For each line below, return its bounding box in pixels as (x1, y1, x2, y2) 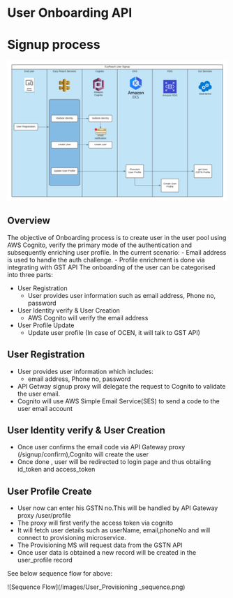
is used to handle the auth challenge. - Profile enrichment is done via (7, 255, 205, 264)
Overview (7, 215, 51, 227)
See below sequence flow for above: (7, 569, 113, 578)
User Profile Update (17, 321, 75, 329)
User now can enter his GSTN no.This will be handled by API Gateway (17, 504, 218, 512)
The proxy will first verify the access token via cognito (17, 518, 174, 528)
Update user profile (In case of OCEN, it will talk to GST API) (27, 328, 201, 336)
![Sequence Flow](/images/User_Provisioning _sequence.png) (7, 583, 186, 591)
